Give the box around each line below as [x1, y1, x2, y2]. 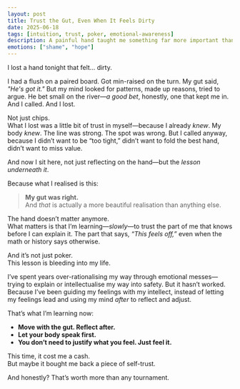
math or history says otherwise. [7, 237, 101, 246]
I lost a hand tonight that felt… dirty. [7, 64, 112, 71]
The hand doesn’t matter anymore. [7, 215, 109, 223]
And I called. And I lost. [7, 100, 76, 108]
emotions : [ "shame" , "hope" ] [7, 44, 94, 51]
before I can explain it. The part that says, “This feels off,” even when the [7, 230, 223, 238]
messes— [189, 273, 219, 281]
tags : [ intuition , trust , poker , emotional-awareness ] [7, 30, 174, 38]
